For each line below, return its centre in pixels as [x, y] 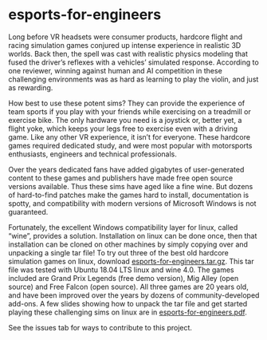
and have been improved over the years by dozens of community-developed [134, 295]
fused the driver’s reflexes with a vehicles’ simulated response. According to [133, 62]
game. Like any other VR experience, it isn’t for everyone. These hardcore [130, 136]
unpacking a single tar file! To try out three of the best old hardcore [118, 252]
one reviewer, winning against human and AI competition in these [116, 70]
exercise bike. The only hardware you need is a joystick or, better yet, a [125, 120]
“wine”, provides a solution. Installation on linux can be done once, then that [133, 235]
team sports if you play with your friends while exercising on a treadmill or [130, 111]
